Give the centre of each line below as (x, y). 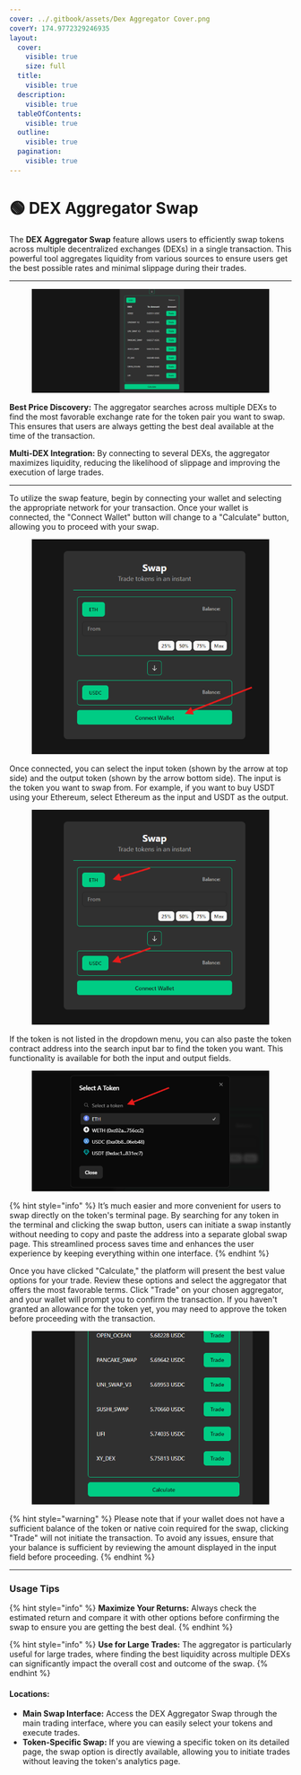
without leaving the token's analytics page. (101, 1762)
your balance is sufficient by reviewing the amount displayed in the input (143, 1547)
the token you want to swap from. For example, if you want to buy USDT (142, 787)
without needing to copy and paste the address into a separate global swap (149, 1235)
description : (42, 94)
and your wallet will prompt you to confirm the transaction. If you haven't (143, 1300)
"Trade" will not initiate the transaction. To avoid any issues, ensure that (142, 1538)
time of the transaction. (52, 435)
